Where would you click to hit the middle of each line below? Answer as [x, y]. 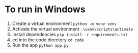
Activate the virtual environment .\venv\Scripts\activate [73, 29]
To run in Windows [45, 9]
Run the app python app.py [40, 45]
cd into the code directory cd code [48, 40]
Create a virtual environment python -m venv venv [64, 23]
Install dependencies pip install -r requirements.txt [70, 34]
